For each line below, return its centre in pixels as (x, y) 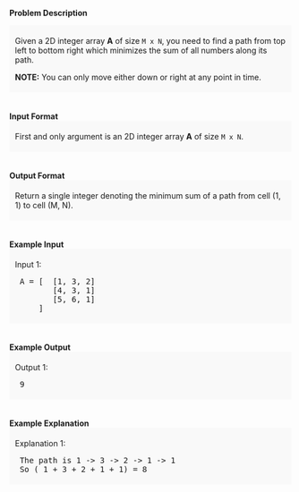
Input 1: (28, 264)
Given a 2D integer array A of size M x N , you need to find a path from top (150, 41)
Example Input (37, 244)
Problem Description (48, 13)
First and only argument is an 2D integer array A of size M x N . (129, 136)
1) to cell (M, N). (44, 205)
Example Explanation (49, 423)
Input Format (34, 116)
